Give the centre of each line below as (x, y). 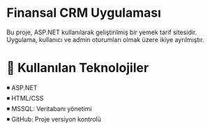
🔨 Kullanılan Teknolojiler (78, 68)
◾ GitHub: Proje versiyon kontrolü (54, 119)
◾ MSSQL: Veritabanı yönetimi (49, 108)
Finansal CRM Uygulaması (84, 13)
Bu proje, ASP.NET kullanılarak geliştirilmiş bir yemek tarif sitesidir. (102, 32)
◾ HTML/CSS (25, 98)
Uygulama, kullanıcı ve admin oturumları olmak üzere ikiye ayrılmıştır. (105, 39)
